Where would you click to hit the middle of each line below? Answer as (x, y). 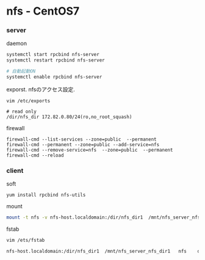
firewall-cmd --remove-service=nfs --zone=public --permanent (90, 150)
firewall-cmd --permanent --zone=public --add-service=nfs (83, 144)
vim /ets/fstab (26, 241)
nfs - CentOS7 (43, 11)
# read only (21, 111)
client (15, 170)
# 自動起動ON (21, 71)
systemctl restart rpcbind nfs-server (56, 60)
